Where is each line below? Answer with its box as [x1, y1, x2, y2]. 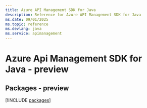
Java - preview [5, 64, 69, 75]
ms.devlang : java [5, 26, 42, 31]
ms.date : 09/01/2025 [5, 17, 49, 22]
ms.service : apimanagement [5, 31, 62, 36]
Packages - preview [5, 84, 69, 92]
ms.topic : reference [5, 21, 49, 27]
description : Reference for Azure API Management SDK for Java [5, 12, 141, 17]
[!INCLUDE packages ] [5, 97, 51, 103]
